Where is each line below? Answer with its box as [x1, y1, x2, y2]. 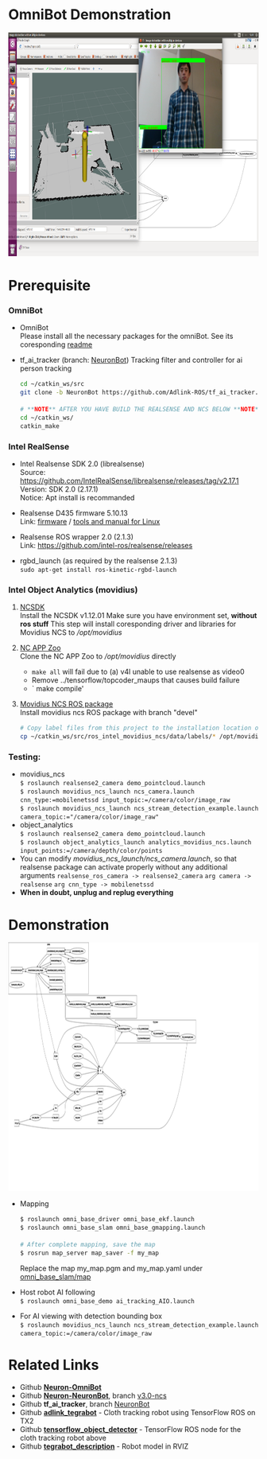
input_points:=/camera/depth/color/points [19, 847, 163, 855]
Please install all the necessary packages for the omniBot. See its [19, 332, 234, 341]
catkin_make [19, 422, 60, 430]
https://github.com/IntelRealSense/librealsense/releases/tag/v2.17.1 [19, 476, 239, 485]
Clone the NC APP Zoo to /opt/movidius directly [19, 652, 176, 661]
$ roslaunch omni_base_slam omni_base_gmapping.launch [19, 1224, 206, 1232]
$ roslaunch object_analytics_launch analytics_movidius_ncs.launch [19, 838, 252, 846]
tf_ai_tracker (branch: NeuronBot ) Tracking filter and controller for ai [19, 356, 243, 365]
